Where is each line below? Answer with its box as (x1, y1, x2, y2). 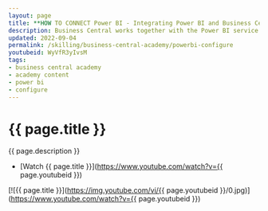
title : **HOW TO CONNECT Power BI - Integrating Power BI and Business (8, 19, 251, 27)
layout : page (8, 11, 52, 20)
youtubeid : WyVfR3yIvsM (8, 49, 88, 57)
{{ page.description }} (8, 147, 81, 156)
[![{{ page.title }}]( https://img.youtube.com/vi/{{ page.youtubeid (8, 186, 219, 195)
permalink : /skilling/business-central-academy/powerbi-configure (8, 41, 234, 49)
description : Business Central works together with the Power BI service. (8, 26, 262, 34)
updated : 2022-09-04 (8, 33, 77, 42)
